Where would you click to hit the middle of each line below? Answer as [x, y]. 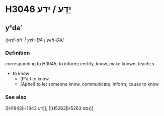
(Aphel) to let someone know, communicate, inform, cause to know [90, 84]
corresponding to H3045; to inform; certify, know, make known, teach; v [80, 64]
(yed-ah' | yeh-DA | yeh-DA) [35, 40]
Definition [18, 53]
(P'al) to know [34, 79]
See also [16, 97]
